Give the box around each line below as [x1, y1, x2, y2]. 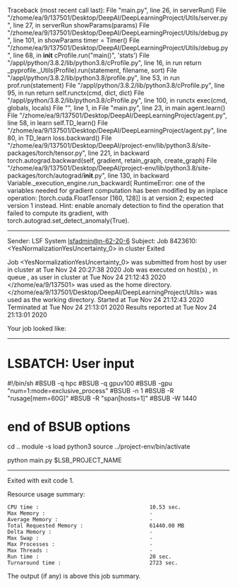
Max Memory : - [7, 509, 153, 517]
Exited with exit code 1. [7, 476, 74, 484]
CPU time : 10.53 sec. [7, 504, 181, 511]
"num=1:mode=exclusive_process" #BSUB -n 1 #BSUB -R [7, 386, 174, 395]
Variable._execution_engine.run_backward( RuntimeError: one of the [7, 179, 206, 187]
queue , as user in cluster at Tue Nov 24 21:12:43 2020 [7, 273, 166, 281]
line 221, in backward [87, 149, 150, 157]
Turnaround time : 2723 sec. [7, 559, 178, 566]
